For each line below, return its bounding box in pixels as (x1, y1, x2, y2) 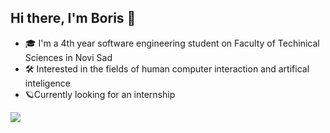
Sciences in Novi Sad (24, 51, 113, 63)
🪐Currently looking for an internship (24, 88, 176, 100)
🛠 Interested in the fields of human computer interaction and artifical (24, 62, 310, 75)
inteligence (24, 77, 72, 89)
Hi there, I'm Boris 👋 (10, 10, 137, 27)
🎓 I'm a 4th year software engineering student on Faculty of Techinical (24, 37, 320, 49)
